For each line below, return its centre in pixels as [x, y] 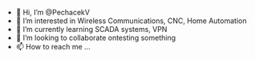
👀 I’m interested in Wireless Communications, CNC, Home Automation [131, 21]
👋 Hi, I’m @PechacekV [53, 12]
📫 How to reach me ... [53, 47]
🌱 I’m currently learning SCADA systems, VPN [91, 29]
